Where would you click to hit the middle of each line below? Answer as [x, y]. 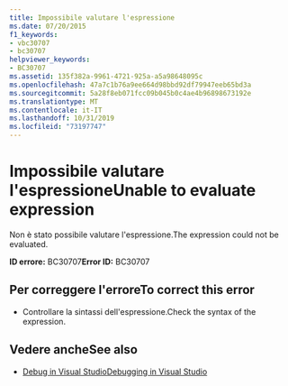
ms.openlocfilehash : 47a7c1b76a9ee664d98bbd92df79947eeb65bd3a [130, 85]
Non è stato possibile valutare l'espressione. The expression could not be [144, 234]
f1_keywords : [34, 34]
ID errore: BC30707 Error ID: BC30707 [80, 262]
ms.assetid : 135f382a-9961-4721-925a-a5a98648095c [106, 77]
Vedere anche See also [73, 349]
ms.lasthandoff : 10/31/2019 [62, 118]
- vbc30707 [30, 43]
